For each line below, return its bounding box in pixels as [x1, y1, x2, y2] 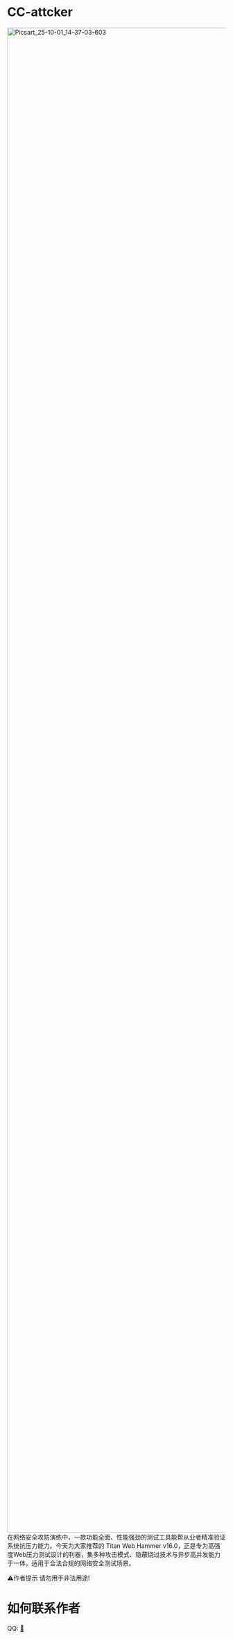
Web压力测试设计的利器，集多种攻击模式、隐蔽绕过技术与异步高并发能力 [12, 1550, 221, 1558]
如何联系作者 [7, 1601, 81, 1617]
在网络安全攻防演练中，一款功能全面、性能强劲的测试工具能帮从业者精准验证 [7, 1533, 226, 1541]
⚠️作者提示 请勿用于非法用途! [7, 1574, 90, 1582]
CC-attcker [7, 4, 73, 20]
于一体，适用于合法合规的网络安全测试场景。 [7, 1558, 135, 1567]
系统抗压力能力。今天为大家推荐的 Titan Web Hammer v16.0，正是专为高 [7, 1541, 215, 1550]
